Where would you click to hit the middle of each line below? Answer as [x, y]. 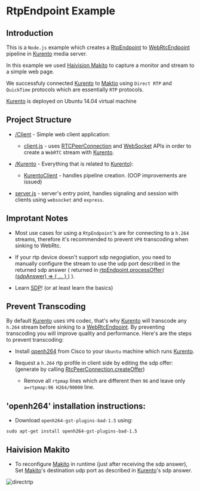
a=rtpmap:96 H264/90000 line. [59, 387]
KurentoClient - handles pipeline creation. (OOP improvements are [105, 175]
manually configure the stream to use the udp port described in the [97, 263]
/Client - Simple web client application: [62, 134]
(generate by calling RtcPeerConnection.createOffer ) [80, 369]
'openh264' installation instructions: [76, 406]
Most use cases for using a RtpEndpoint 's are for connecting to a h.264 [102, 233]
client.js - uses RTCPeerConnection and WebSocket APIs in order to [107, 146]
